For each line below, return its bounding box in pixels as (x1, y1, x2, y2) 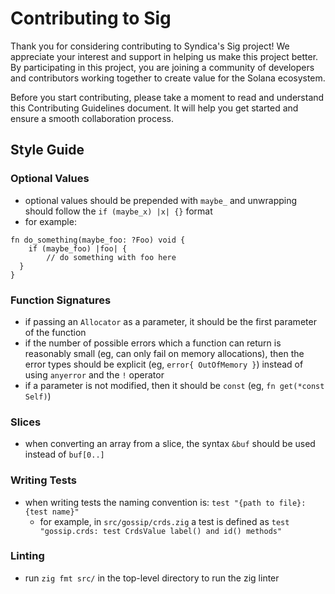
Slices (10, 415, 42, 429)
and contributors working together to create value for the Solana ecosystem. (10, 72, 326, 84)
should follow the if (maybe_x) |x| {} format (24, 205, 213, 217)
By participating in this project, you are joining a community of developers (10, 61, 315, 73)
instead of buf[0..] (24, 448, 105, 461)
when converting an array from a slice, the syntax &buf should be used (24, 438, 316, 450)
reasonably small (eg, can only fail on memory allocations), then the (24, 347, 305, 359)
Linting (10, 549, 45, 563)
